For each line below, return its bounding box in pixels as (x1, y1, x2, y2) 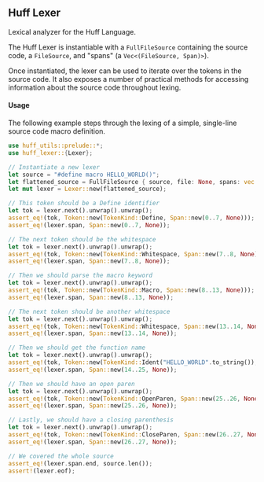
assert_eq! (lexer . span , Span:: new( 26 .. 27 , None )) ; (8, 438, 178, 446)
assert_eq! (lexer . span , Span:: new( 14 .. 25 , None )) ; (8, 366, 178, 373)
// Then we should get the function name (8, 344, 146, 352)
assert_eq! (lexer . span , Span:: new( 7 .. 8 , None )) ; (8, 257, 170, 266)
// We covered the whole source (8, 452, 114, 460)
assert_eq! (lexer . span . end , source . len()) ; (8, 459, 153, 467)
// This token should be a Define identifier (8, 200, 159, 208)
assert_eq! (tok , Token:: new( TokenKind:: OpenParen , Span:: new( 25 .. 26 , (8, 395, 241, 403)
